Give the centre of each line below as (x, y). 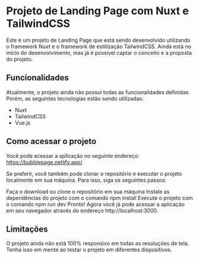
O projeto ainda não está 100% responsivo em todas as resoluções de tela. (98, 244)
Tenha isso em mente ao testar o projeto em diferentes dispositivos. (89, 250)
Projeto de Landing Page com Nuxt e (97, 11)
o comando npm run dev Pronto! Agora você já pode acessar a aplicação (96, 204)
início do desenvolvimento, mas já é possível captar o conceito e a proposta (99, 52)
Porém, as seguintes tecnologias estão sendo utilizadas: (75, 98)
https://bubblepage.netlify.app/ (44, 162)
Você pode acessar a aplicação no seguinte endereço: (73, 155)
